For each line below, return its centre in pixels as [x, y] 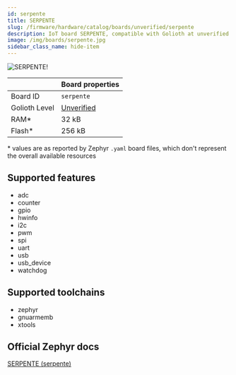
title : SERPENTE [31, 21]
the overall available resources [52, 156]
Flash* [22, 131]
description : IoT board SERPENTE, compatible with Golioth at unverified [118, 34]
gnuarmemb [35, 317]
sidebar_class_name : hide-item [53, 47]
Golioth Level [33, 108]
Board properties [90, 84]
